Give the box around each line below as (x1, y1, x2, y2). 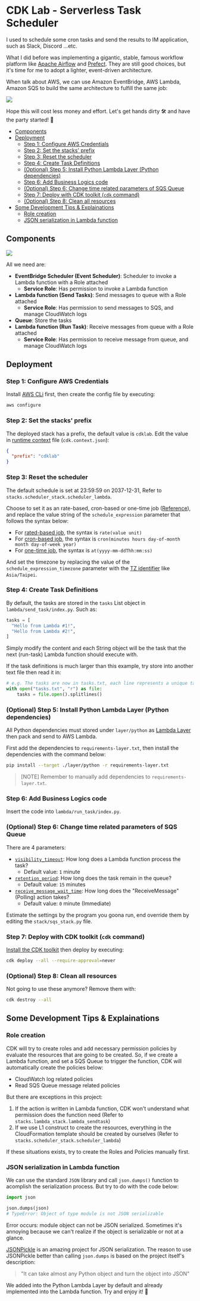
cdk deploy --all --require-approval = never (6, 958, 116, 964)
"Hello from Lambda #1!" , (11, 623, 76, 629)
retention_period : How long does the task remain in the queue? (14, 874, 171, 882)
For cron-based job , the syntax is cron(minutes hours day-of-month (14, 535, 180, 542)
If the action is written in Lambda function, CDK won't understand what (14, 1105, 189, 1112)
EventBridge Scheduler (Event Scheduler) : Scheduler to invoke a (14, 272, 177, 279)
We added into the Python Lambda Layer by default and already (6, 1281, 162, 1288)
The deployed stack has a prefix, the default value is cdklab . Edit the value (6, 430, 189, 437)
